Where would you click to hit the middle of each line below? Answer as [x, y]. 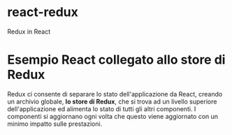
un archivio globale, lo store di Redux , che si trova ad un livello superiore [112, 101]
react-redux [43, 12]
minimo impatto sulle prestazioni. [55, 124]
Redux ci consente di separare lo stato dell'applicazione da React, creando [115, 94]
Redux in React [29, 31]
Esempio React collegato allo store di [116, 60]
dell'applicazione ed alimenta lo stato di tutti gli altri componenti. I [102, 108]
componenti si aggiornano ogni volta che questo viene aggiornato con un [113, 116]
